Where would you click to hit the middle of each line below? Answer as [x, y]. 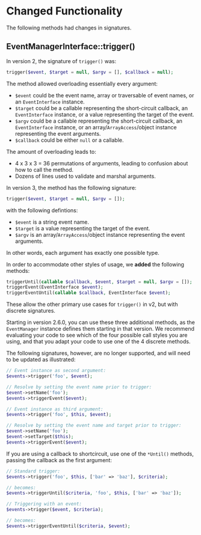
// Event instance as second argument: [56, 371]
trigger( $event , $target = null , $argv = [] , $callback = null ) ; [90, 72]
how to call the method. [44, 170]
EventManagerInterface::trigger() [71, 47]
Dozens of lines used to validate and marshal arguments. [85, 176]
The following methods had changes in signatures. [69, 28]
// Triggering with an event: [44, 504]
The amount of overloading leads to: [51, 151]
